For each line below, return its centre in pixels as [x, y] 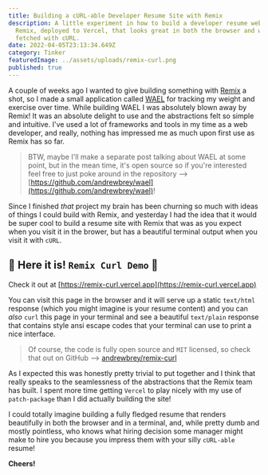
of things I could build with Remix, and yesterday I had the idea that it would [133, 214]
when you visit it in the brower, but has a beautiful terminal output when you [133, 232]
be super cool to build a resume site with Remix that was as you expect [125, 223]
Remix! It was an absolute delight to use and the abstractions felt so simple [131, 116]
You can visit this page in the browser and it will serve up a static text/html [132, 299]
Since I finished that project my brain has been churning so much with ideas [133, 206]
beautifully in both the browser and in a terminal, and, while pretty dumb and [134, 422]
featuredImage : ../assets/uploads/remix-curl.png [93, 61]
